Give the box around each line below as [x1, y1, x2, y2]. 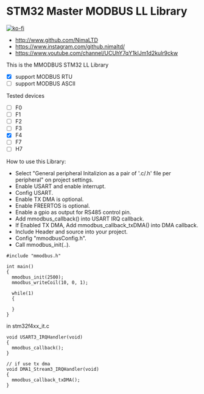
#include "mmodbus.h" [6, 252, 62, 259]
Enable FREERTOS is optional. [15, 202, 90, 209]
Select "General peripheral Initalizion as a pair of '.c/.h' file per [15, 169, 172, 177]
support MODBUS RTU [15, 73, 73, 80]
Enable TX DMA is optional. [15, 195, 84, 203]
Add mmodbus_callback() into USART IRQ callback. [15, 215, 144, 222]
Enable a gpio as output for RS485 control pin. [15, 208, 132, 216]
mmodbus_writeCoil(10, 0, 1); [12, 279, 88, 285]
